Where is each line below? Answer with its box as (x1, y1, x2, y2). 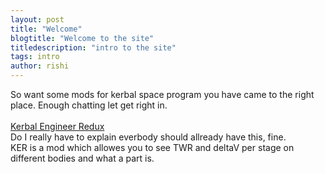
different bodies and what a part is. (10, 152, 155, 164)
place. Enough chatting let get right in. (10, 99, 168, 111)
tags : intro (10, 52, 60, 62)
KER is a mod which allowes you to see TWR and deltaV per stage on (10, 142, 295, 153)
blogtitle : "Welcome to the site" (10, 33, 155, 43)
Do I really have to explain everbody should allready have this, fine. (10, 131, 287, 143)
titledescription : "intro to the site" (10, 42, 177, 53)
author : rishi (10, 61, 70, 71)
